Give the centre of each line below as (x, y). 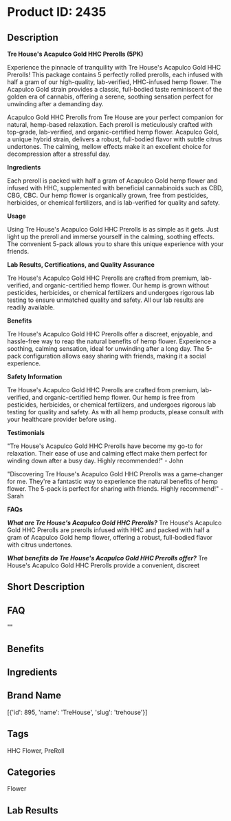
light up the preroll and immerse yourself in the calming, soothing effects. (111, 236)
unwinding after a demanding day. (56, 104)
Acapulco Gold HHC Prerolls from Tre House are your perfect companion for (115, 117)
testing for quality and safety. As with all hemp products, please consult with (115, 412)
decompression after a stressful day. (59, 154)
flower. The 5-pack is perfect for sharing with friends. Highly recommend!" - (115, 489)
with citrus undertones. (40, 545)
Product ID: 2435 (57, 12)
